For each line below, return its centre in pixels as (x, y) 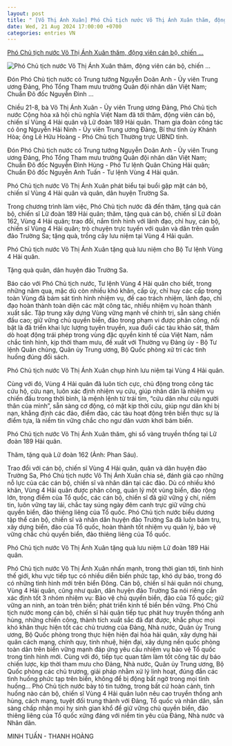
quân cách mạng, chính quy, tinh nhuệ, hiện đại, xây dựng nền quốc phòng (114, 642)
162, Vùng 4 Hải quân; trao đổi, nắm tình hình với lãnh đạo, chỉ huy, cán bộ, (114, 221)
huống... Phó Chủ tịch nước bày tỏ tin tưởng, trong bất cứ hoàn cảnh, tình (111, 686)
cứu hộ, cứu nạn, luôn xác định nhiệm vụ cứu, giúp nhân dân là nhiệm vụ (110, 391)
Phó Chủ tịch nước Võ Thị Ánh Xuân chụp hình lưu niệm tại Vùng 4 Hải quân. (116, 370)
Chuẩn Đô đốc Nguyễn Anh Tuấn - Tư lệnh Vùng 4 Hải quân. (93, 172)
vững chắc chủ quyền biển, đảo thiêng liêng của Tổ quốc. (89, 534)
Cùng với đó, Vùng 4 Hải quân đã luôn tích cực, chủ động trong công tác (110, 384)
